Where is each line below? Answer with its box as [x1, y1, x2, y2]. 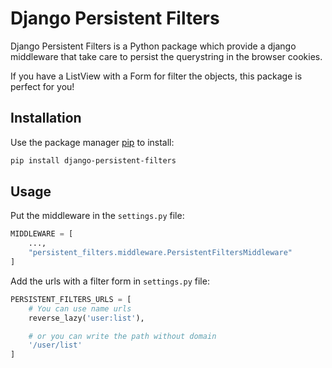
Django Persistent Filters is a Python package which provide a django [10, 40, 297, 52]
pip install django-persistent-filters [10, 155, 177, 166]
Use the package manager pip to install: [10, 136, 175, 148]
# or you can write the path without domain [28, 331, 217, 341]
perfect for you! [10, 80, 75, 92]
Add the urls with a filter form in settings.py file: [10, 275, 210, 287]
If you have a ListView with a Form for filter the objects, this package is [10, 70, 303, 82]
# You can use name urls [28, 303, 132, 314]
